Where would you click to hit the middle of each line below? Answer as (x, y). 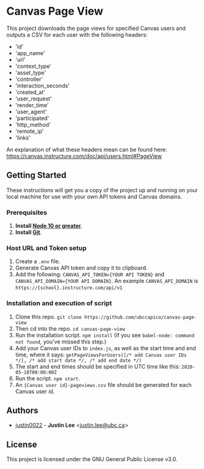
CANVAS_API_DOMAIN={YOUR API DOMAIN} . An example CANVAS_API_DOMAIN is (107, 281)
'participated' (32, 118)
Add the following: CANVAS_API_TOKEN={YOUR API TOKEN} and (90, 274)
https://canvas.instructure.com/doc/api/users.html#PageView (84, 156)
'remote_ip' (29, 131)
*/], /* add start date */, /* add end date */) (78, 360)
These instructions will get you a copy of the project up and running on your (102, 190)
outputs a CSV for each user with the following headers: (77, 34)
